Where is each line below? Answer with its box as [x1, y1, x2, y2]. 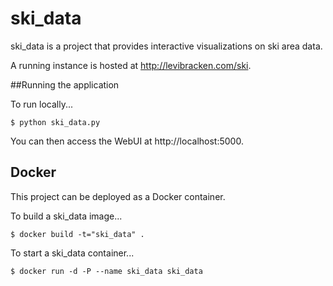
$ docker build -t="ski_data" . [10, 229, 145, 239]
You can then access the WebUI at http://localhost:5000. [10, 135, 244, 147]
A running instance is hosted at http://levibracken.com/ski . [10, 59, 252, 71]
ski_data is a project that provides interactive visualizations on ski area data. [10, 40, 323, 52]
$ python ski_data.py [10, 117, 101, 127]
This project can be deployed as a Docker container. [10, 190, 226, 202]
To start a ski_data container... [10, 247, 135, 259]
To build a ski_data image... [10, 210, 123, 222]
